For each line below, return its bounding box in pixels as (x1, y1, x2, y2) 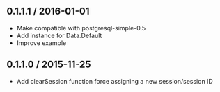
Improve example (16, 38, 67, 47)
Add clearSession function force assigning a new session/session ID (16, 77, 213, 85)
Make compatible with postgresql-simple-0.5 (16, 24, 146, 32)
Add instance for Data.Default (16, 31, 102, 39)
